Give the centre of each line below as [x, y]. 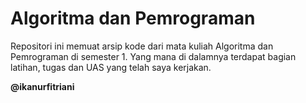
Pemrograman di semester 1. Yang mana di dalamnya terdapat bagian [153, 56]
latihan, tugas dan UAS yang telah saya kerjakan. [111, 67]
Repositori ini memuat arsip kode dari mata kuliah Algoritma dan [142, 46]
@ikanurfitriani [42, 86]
